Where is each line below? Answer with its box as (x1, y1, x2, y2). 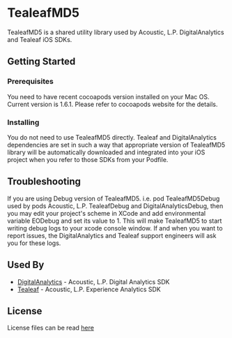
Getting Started (7, 56, 76, 68)
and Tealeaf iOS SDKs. (7, 35, 72, 43)
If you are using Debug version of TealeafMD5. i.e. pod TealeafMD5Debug (7, 194, 220, 203)
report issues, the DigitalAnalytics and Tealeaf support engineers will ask (7, 231, 217, 240)
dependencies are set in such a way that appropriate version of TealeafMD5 (7, 140, 226, 149)
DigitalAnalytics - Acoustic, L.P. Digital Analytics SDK (17, 277, 170, 286)
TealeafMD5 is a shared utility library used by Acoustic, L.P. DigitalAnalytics (7, 28, 224, 36)
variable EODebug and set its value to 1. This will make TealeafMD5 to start (7, 216, 222, 225)
